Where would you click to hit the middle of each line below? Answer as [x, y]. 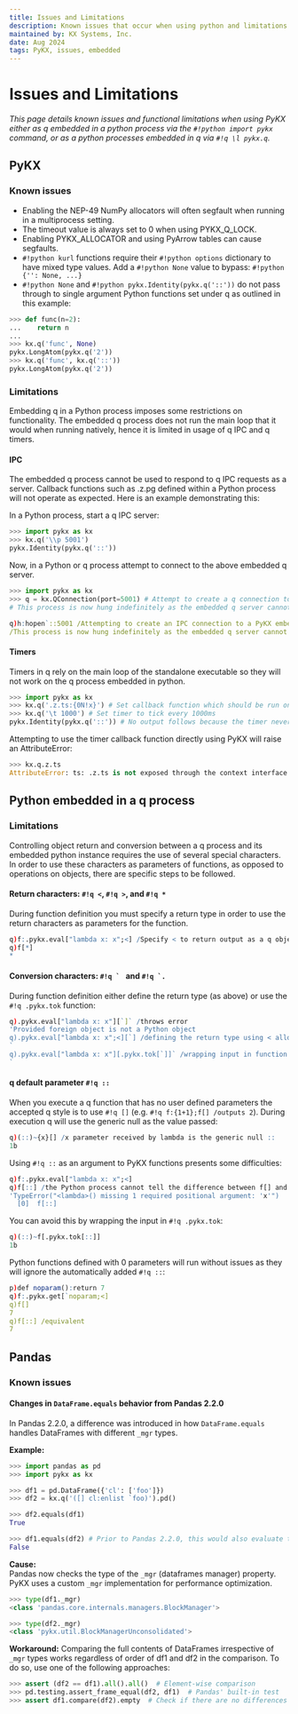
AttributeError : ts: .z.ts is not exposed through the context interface [149, 773]
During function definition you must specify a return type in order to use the [148, 913]
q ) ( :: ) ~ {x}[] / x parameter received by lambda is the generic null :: [142, 1138]
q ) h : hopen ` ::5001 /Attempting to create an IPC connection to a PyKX [141, 623]
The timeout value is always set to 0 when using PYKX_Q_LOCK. [139, 229]
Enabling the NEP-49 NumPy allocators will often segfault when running [153, 210]
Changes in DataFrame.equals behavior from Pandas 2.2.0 [117, 1403]
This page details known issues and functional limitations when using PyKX [148, 119]
